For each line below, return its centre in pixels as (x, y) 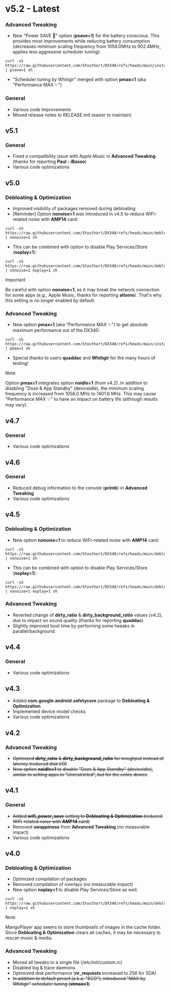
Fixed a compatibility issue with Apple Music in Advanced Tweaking (84, 156)
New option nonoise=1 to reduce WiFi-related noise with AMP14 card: (86, 540)
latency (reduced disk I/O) (40, 764)
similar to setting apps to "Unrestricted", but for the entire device (80, 775)
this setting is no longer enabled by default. (50, 300)
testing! (20, 363)
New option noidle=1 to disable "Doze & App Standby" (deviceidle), (83, 769)
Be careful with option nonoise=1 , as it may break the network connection (82, 290)
